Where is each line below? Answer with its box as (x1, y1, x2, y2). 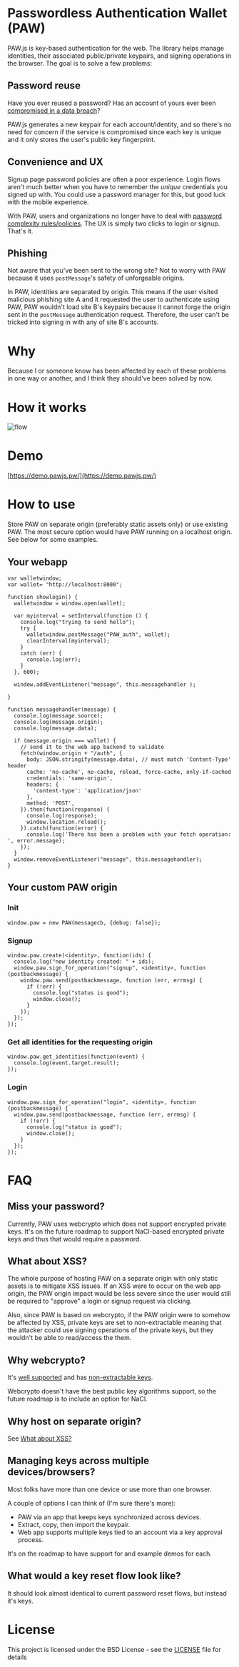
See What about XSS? (7, 1434, 72, 1443)
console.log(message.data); (14, 725, 98, 732)
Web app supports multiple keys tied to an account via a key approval (17, 1528, 223, 1536)
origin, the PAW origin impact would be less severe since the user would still (7, 1289, 231, 1298)
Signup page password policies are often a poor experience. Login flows (7, 175, 221, 183)
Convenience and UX (7, 156, 103, 168)
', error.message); (7, 837, 66, 844)
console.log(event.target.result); (14, 1059, 120, 1067)
